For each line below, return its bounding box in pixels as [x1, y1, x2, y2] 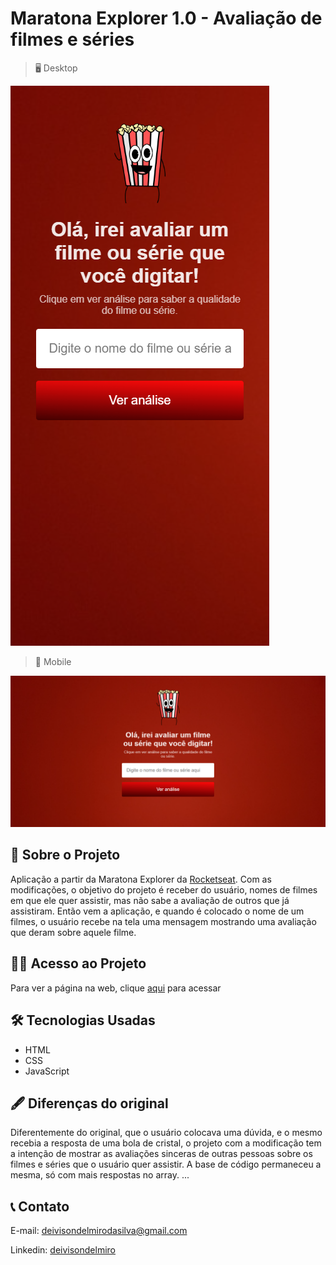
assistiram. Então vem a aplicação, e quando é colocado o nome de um [10, 905, 305, 917]
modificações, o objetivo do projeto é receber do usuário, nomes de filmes [10, 883, 318, 896]
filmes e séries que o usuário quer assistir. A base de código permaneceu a [10, 1158, 322, 1171]
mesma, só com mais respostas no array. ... [10, 1169, 190, 1181]
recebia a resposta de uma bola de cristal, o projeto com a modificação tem [10, 1137, 322, 1149]
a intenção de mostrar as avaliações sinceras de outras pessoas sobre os [10, 1148, 313, 1160]
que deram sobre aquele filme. [10, 926, 137, 938]
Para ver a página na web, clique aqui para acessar [10, 982, 222, 994]
